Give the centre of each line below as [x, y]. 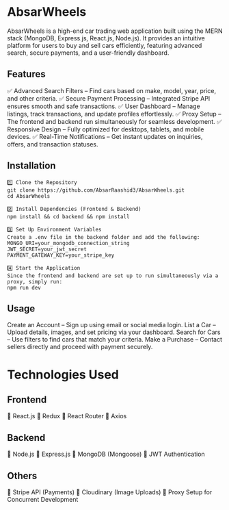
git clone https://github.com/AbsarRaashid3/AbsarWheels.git [96, 190]
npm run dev [24, 288]
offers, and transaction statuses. [53, 144]
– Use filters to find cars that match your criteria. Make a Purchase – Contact [115, 340]
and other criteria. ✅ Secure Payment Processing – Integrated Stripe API [109, 98]
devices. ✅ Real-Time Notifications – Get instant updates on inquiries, [105, 136]
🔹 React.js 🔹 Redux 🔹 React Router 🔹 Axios [67, 416]
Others [22, 475]
